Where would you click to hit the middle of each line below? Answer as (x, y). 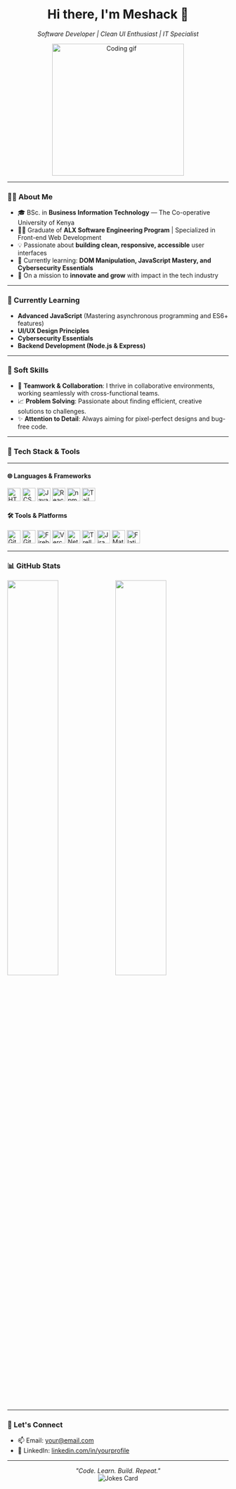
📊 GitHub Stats (34, 566)
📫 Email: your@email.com (55, 1440)
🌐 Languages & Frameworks (49, 476)
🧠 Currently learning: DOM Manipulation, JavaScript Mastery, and (114, 260)
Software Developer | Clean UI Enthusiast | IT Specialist (118, 34)
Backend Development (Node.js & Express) (81, 346)
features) (31, 323)
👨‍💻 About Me (30, 196)
